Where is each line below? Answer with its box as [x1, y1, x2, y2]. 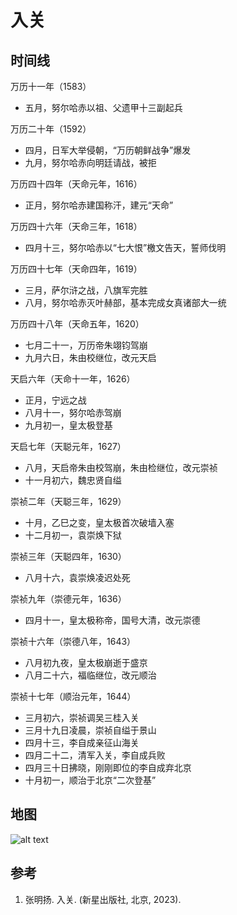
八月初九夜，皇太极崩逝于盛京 [24, 657, 148, 668]
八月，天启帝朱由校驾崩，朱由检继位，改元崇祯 [24, 462, 218, 473]
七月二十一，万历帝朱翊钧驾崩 [24, 339, 148, 351]
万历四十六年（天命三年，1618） [10, 221, 143, 232]
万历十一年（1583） [10, 81, 92, 92]
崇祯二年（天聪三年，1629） [10, 496, 127, 507]
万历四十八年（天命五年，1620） [10, 318, 145, 330]
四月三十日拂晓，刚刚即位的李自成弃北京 [24, 762, 192, 773]
